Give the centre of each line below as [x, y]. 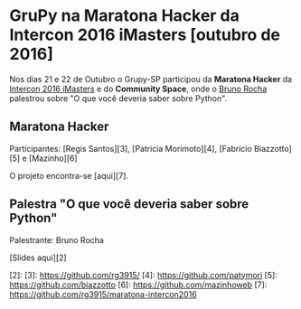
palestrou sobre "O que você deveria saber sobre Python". [118, 98]
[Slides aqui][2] [38, 257]
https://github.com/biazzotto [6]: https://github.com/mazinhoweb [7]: [138, 285]
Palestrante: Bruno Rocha [56, 239]
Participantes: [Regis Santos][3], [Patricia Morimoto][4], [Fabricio [131, 148]
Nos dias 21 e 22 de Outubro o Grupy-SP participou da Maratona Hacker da [150, 79]
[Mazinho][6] [53, 158]
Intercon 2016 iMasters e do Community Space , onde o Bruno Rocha [138, 89]
